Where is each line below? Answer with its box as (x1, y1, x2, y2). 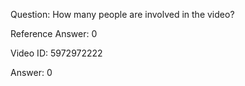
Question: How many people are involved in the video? (10, 9, 235, 20)
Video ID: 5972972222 (10, 47, 103, 59)
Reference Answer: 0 (10, 28, 98, 39)
